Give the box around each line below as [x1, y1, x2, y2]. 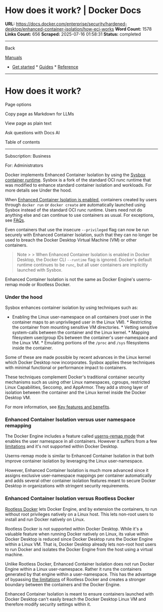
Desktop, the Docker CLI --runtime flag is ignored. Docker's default [16, 257, 152, 262]
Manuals [5, 54, 22, 60]
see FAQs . [5, 217, 25, 223]
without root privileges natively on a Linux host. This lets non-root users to [5, 511, 154, 517]
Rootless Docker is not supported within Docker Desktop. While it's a [5, 526, 143, 531]
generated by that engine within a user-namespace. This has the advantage [5, 571, 157, 577]
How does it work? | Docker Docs [5, 5, 142, 16]
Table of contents [5, 139, 40, 145]
